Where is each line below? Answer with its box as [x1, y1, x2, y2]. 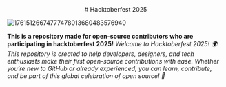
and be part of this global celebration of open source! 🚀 [7, 72, 165, 80]
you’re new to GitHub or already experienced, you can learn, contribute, [7, 64, 212, 72]
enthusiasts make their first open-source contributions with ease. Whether [7, 57, 219, 65]
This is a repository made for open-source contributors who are [7, 32, 194, 40]
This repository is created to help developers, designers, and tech [7, 50, 194, 58]
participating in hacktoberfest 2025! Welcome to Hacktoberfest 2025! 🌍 [7, 40, 218, 48]
